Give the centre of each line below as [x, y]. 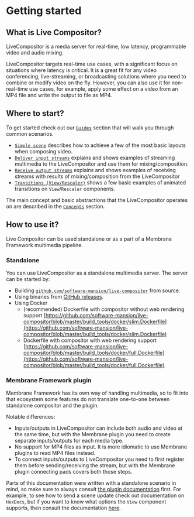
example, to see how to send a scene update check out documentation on [95, 495]
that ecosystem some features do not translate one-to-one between [88, 399]
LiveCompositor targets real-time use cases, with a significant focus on [92, 64]
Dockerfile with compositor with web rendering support [90, 340]
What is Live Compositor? [54, 32]
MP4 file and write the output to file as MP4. [59, 95]
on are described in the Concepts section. [56, 206]
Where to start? [35, 113]
